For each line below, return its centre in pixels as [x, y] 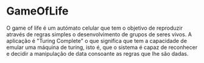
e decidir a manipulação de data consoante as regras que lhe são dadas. [97, 53]
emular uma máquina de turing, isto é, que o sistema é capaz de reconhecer [102, 47]
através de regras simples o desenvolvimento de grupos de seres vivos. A [99, 34]
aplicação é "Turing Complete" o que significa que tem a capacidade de [97, 41]
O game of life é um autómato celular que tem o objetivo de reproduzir [94, 28]
